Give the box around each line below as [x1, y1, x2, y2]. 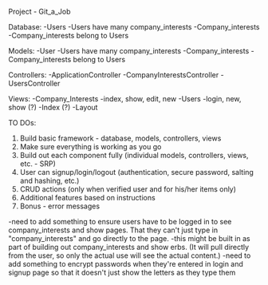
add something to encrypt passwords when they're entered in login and [8, 259, 243, 268]
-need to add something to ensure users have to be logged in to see [8, 217, 232, 226]
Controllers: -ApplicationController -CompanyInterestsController [8, 70, 219, 79]
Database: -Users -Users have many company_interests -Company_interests [8, 22, 261, 31]
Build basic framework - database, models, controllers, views [19, 133, 222, 143]
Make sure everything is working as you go [19, 142, 162, 151]
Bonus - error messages [19, 201, 100, 211]
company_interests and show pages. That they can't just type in [8, 225, 218, 235]
